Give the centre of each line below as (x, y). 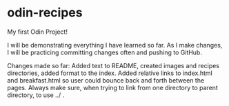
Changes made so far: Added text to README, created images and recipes (113, 65)
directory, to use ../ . (36, 95)
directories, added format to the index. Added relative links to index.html (110, 73)
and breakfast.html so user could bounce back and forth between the (106, 80)
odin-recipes (45, 13)
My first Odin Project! (37, 32)
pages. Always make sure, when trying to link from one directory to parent (113, 87)
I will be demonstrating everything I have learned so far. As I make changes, (115, 45)
